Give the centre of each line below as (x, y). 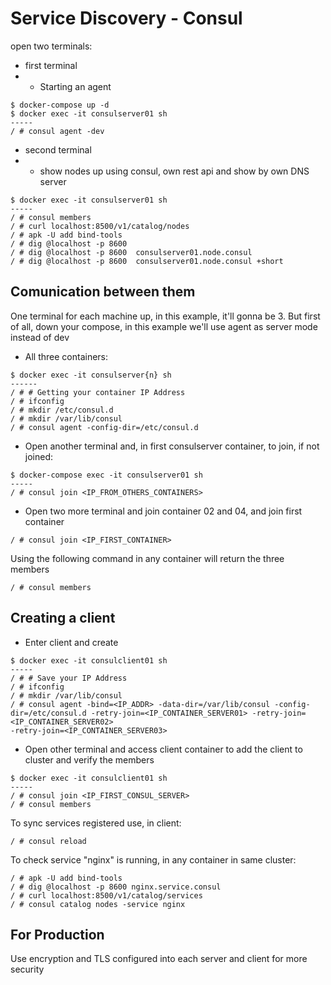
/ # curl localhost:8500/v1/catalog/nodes (100, 226)
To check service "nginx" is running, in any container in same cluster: (153, 859)
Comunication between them (103, 292)
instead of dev (40, 337)
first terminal (51, 65)
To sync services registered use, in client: (96, 823)
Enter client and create (71, 642)
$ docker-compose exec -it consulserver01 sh (106, 475)
